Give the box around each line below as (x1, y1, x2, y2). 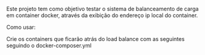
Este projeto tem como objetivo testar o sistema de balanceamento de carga (6, 5, 199, 12)
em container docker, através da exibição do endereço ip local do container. (6, 12, 198, 19)
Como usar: (6, 24, 36, 31)
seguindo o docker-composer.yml (6, 42, 92, 49)
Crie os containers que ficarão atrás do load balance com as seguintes (6, 35, 185, 42)
